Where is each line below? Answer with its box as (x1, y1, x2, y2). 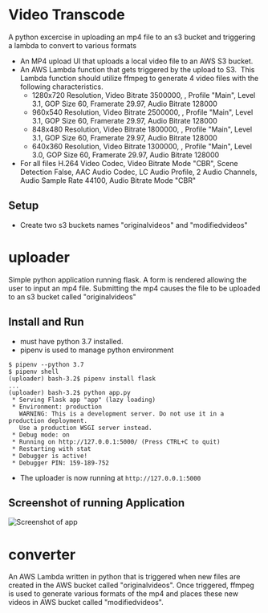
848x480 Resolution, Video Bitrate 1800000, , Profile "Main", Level (31, 124, 253, 134)
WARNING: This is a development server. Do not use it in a (18, 409, 225, 418)
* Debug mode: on (11, 431, 70, 439)
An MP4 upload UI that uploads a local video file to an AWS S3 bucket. (19, 56, 254, 66)
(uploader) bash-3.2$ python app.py (8, 388, 131, 396)
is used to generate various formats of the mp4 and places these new (8, 589, 239, 599)
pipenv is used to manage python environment (19, 345, 174, 355)
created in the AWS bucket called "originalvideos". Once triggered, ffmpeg (8, 580, 254, 591)
